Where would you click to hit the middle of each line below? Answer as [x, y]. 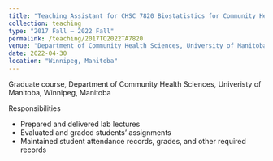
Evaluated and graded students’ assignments [96, 132]
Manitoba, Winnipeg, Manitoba [60, 92]
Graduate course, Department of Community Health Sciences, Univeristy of [135, 84]
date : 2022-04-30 [38, 53]
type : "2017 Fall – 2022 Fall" [61, 31]
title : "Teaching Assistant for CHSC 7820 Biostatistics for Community [132, 16]
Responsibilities [35, 108]
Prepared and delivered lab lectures [80, 124]
